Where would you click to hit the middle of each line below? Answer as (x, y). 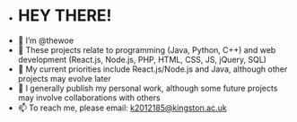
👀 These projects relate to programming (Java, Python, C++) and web (147, 49)
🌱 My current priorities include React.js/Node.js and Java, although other (153, 69)
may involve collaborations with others (89, 97)
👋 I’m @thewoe (46, 40)
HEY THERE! (65, 16)
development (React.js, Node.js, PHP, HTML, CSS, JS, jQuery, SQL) (142, 59)
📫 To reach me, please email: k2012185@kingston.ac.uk (122, 108)
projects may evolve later (65, 78)
